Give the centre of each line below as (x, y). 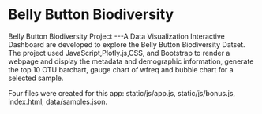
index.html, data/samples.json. (58, 101)
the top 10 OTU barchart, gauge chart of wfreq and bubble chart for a (121, 69)
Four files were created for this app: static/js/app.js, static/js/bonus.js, (122, 93)
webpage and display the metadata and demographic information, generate (131, 61)
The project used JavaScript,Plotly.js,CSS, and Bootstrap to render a (119, 53)
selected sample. (36, 78)
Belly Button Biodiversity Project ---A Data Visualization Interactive (116, 36)
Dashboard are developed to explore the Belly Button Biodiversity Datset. (127, 44)
